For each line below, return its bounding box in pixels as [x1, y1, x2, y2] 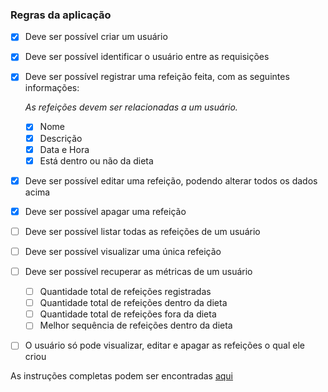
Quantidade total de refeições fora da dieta [39, 308, 217, 320]
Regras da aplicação [10, 8, 112, 22]
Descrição [39, 132, 83, 144]
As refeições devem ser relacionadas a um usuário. [24, 101, 238, 113]
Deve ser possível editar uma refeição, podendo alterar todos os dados [24, 174, 318, 187]
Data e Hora [39, 143, 90, 155]
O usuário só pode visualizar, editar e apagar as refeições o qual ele [24, 339, 305, 352]
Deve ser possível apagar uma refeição [24, 205, 187, 217]
